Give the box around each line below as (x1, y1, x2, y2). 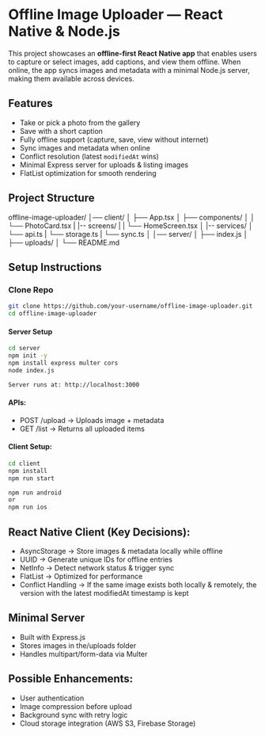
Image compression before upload (19, 701, 132, 711)
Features (8, 97, 53, 110)
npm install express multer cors (8, 359, 119, 367)
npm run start (8, 474, 55, 482)
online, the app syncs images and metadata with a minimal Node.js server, (8, 65, 251, 74)
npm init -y (8, 352, 47, 360)
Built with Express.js (19, 632, 85, 642)
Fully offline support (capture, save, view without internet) (19, 135, 209, 144)
